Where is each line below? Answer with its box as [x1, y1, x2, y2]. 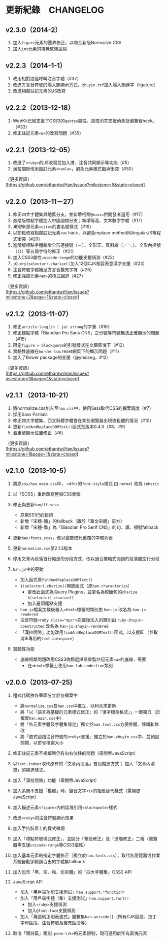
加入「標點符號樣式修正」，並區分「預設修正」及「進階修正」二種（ [12, 836, 149, 842]
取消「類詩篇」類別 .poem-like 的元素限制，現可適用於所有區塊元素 [12, 930, 147, 936]
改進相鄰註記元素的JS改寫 [12, 88, 66, 94]
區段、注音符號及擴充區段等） [29, 919, 90, 926]
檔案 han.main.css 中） [20, 715, 65, 721]
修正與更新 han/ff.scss [12, 501, 59, 507]
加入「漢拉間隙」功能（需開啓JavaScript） [12, 777, 100, 783]
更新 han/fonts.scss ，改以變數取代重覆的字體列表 [12, 535, 113, 541]
